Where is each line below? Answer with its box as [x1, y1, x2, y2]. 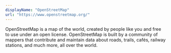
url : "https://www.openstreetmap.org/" [5, 12, 90, 17]
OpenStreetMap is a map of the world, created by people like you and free [5, 26, 162, 32]
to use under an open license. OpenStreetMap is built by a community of [5, 31, 158, 37]
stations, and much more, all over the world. [5, 42, 98, 48]
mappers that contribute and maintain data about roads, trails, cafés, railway [5, 36, 166, 43]
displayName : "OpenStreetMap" [5, 7, 70, 13]
